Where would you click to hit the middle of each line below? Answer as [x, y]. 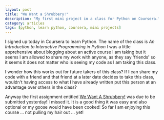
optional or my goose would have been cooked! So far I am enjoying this [78, 107]
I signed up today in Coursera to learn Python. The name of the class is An [80, 41]
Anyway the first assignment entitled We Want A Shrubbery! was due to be [80, 97]
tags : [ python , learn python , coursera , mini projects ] [63, 28]
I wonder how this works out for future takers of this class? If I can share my [82, 72]
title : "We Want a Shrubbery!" [37, 14]
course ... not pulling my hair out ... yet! [44, 112]
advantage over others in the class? [41, 87]
